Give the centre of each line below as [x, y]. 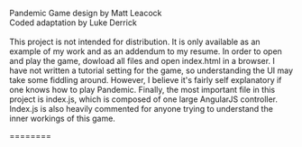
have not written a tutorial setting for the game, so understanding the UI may [151, 70]
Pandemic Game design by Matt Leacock [86, 13]
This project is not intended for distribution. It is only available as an [135, 41]
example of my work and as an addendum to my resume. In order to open [146, 51]
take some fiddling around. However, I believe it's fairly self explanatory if [146, 80]
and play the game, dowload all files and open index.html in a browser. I [142, 61]
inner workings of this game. [62, 118]
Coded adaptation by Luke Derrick [73, 23]
